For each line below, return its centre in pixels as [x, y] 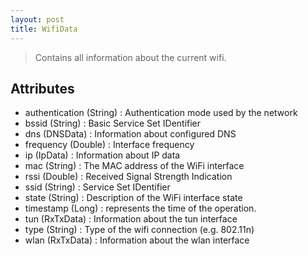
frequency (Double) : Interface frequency [109, 145]
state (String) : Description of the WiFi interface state [133, 198]
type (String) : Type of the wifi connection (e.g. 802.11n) [139, 230]
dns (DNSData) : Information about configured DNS [130, 134]
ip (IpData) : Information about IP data [102, 155]
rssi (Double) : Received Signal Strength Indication [128, 177]
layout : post [37, 19]
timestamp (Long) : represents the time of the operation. [140, 208]
